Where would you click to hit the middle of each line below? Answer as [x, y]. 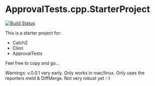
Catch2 [20, 42]
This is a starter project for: [33, 33]
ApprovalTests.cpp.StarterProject [78, 9]
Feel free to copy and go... [32, 63]
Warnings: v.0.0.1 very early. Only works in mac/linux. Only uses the [75, 73]
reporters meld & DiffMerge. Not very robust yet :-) [58, 78]
